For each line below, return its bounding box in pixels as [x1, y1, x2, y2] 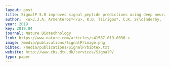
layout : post [5, 7, 33, 13]
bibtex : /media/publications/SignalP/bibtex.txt [5, 45, 110, 50]
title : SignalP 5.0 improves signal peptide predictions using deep [5, 12, 153, 17]
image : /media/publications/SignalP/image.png [5, 40, 105, 45]
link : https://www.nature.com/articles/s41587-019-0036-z [5, 36, 130, 41]
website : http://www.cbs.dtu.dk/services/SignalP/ [5, 49, 114, 54]
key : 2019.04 [5, 26, 33, 31]
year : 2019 [5, 21, 28, 27]
